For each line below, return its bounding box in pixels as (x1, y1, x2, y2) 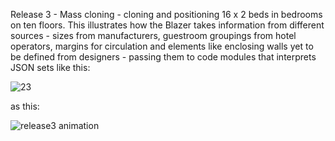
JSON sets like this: (10, 62, 91, 73)
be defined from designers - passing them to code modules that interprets (10, 51, 317, 63)
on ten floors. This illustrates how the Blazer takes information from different (10, 19, 325, 31)
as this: (10, 100, 40, 112)
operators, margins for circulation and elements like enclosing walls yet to (10, 40, 314, 52)
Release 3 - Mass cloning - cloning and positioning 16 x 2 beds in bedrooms (10, 9, 323, 20)
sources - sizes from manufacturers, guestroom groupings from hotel (10, 30, 297, 41)
